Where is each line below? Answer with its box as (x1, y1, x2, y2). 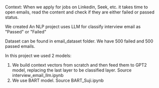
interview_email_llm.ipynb (12, 73, 64, 78)
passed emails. (5, 44, 35, 49)
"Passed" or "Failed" (5, 29, 47, 34)
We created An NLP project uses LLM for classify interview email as (5, 24, 141, 29)
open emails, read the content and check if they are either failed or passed (5, 9, 155, 15)
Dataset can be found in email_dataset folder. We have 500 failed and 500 (5, 38, 153, 44)
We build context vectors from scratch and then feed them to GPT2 (12, 62, 147, 68)
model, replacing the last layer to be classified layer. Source (12, 67, 132, 73)
